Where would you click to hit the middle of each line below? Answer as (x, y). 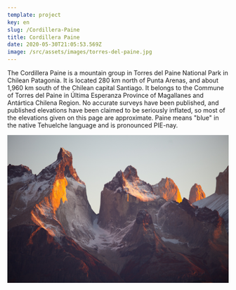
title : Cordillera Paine (44, 37)
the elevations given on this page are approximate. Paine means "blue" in (113, 118)
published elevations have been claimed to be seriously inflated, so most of (117, 110)
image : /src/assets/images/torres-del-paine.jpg (80, 52)
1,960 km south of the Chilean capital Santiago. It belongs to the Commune (116, 88)
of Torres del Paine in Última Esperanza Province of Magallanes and (105, 95)
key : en (19, 22)
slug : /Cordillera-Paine (44, 30)
